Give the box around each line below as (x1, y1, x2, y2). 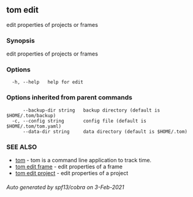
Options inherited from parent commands (6, 93, 133, 102)
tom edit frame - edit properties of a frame (15, 163, 123, 170)
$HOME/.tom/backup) (6, 112, 56, 118)
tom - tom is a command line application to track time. (15, 157, 152, 163)
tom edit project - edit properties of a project (15, 170, 129, 176)
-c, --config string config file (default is (12, 118, 147, 124)
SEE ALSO (6, 143, 37, 151)
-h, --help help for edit (12, 79, 84, 85)
